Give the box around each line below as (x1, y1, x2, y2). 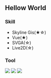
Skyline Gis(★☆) (12, 29, 47, 35)
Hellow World (5, 4, 47, 12)
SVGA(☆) (12, 40, 31, 46)
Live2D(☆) (12, 45, 34, 50)
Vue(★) (12, 34, 28, 40)
